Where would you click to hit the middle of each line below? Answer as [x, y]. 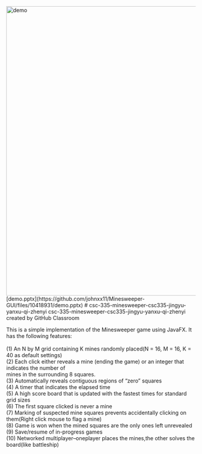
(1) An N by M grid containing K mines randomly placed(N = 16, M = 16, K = [99, 349]
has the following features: [39, 336]
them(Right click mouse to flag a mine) [54, 419]
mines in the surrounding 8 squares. [51, 374]
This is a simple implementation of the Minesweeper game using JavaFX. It [99, 330]
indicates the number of [36, 368]
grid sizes [18, 400]
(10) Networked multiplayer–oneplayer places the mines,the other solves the [101, 438]
